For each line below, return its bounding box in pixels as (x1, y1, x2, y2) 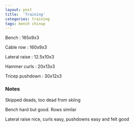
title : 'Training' (5, 12, 46, 17)
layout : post (5, 7, 32, 12)
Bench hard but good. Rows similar (5, 106, 77, 112)
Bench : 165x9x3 (5, 35, 40, 41)
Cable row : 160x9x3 (5, 44, 47, 50)
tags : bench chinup (5, 21, 46, 26)
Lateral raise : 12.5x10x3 (5, 54, 55, 60)
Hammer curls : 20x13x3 (5, 63, 56, 69)
